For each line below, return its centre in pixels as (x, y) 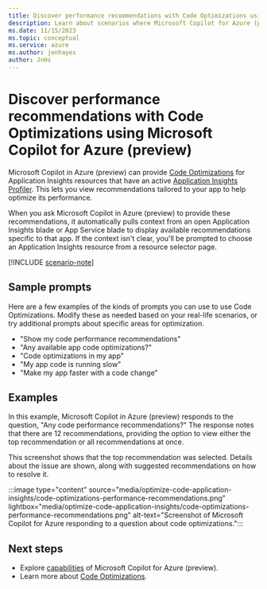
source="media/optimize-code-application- (160, 490)
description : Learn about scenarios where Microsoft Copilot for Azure (129, 23)
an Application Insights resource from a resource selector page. (112, 247)
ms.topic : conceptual (44, 38)
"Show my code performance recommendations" (100, 338)
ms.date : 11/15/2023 (43, 30)
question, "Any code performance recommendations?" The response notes (131, 425)
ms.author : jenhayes (43, 53)
